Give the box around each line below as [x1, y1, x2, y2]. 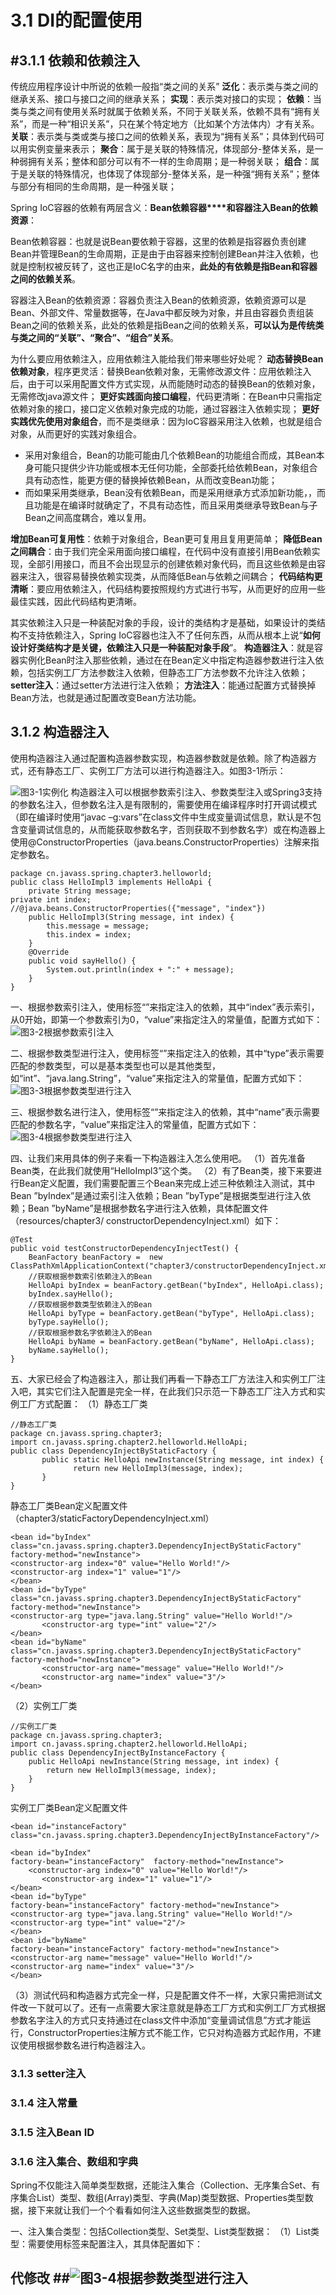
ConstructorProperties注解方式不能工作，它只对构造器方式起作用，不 [27, 2026, 313, 2038]
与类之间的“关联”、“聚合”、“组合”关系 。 [10, 332, 180, 343]
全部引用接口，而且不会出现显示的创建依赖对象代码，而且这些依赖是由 [27, 558, 317, 570]
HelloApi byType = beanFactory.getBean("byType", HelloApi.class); [28, 1308, 315, 1318]
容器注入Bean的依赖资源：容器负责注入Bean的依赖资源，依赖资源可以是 [10, 294, 307, 306]
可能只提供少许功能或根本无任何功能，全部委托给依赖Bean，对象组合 [33, 462, 318, 473]
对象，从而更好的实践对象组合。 [10, 428, 142, 440]
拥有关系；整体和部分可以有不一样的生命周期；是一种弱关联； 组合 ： [27, 156, 311, 167]
